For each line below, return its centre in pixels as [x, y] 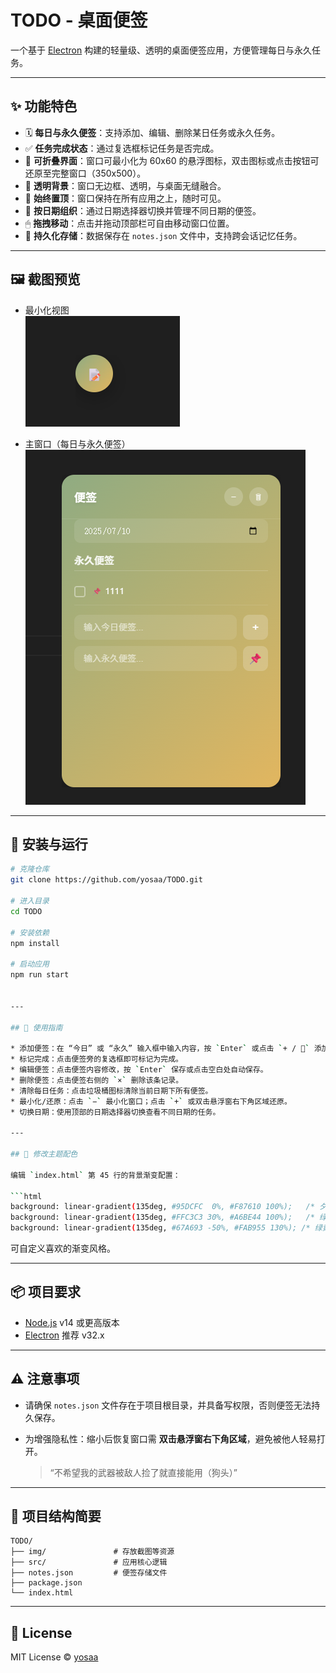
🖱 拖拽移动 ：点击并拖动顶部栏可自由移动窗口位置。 [129, 223]
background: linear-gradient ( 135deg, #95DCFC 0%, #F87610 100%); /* [162, 1207]
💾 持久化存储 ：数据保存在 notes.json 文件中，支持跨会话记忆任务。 [163, 235]
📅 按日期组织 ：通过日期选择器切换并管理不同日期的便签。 [143, 210]
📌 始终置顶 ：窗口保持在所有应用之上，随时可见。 [125, 198]
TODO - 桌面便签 [79, 20]
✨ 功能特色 [44, 106]
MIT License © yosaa [54, 1657]
